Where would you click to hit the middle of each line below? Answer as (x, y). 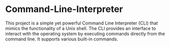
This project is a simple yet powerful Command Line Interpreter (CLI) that (82, 23)
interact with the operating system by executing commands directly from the (85, 33)
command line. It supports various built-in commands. (62, 39)
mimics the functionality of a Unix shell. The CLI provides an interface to (81, 28)
